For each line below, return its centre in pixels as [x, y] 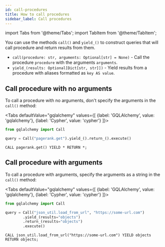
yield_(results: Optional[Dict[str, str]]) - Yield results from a [80, 68]
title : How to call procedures [37, 14]
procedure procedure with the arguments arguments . [65, 63]
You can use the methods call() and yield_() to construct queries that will [82, 42]
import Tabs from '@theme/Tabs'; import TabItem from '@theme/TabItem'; [81, 33]
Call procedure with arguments [54, 163]
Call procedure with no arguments [59, 89]
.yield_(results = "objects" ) [52, 217]
